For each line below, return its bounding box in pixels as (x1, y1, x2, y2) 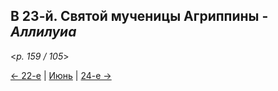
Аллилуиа (10, 24, 77, 41)
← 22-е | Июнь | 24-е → (10, 69, 112, 81)
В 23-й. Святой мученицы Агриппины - (10, 8, 269, 25)
